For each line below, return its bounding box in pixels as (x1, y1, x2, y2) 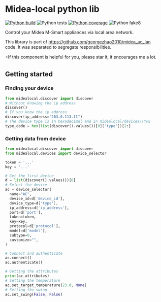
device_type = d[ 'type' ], (9, 201, 58, 205)
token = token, (9, 214, 36, 220)
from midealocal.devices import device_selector (5, 151, 107, 156)
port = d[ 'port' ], (9, 210, 43, 215)
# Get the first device (5, 173, 54, 178)
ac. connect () (5, 255, 32, 261)
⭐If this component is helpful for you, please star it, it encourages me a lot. (5, 54, 157, 60)
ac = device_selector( (5, 187, 52, 192)
